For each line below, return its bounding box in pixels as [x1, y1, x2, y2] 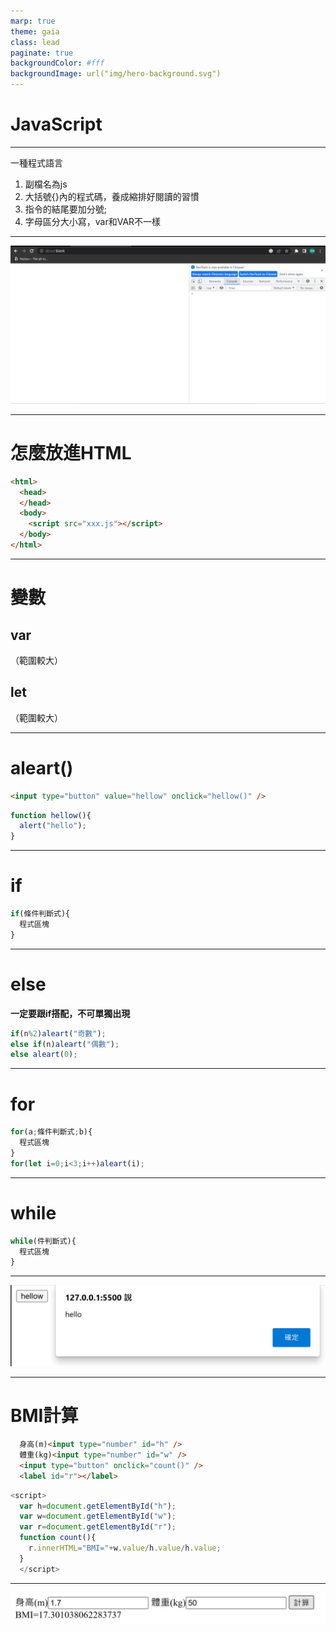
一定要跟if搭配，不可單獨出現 [10, 1007, 131, 1019]
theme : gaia [10, 26, 60, 37]
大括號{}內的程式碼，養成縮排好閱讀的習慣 [24, 190, 200, 202]
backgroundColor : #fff [10, 58, 105, 69]
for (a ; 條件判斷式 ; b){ [10, 1127, 93, 1137]
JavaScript [10, 113, 103, 136]
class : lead [10, 37, 60, 47]
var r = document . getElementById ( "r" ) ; [19, 1522, 177, 1532]
